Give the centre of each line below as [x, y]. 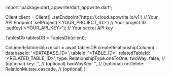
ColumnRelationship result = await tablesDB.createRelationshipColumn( [80, 47]
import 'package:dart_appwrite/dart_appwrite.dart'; [59, 7]
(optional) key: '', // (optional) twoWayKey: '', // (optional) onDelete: [75, 64]
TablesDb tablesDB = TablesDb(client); [46, 38]
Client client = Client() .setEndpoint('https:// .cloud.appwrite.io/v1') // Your [82, 17]
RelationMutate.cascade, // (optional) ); [46, 69]
